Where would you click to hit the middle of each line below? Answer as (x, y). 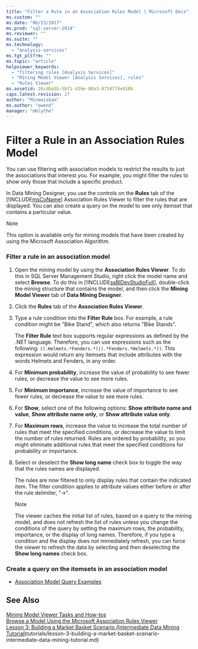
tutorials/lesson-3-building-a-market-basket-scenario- (93, 633)
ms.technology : (25, 45)
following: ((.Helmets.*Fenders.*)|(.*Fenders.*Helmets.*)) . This (95, 348)
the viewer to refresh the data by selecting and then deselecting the (97, 547)
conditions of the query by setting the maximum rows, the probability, (99, 528)
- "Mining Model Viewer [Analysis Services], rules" (78, 78)
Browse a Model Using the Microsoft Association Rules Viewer (82, 621)
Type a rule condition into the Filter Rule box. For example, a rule (94, 318)
